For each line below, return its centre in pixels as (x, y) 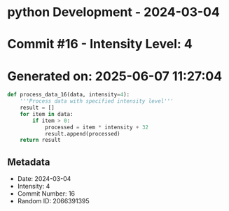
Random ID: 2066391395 (53, 201)
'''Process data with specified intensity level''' (97, 101)
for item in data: (47, 114)
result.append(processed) (82, 133)
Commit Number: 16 (46, 194)
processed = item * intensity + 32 (97, 127)
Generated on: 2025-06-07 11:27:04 (115, 76)
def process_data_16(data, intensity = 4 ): (69, 95)
